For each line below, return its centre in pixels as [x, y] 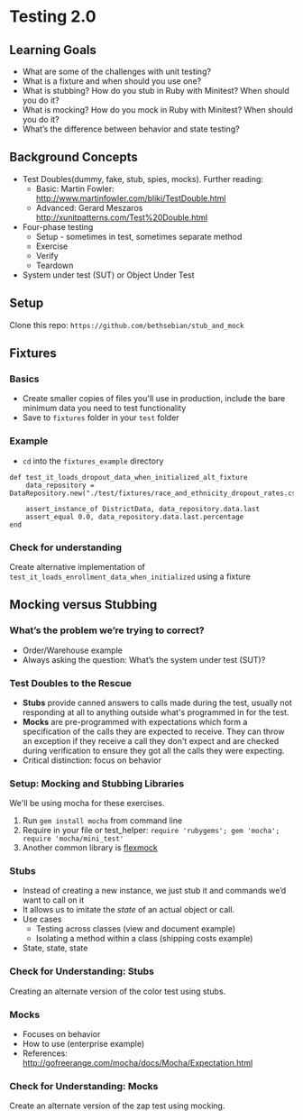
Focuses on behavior [61, 1034]
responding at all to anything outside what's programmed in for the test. [156, 712]
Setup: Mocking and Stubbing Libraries [97, 784]
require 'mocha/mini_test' [73, 839]
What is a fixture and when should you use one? [112, 81]
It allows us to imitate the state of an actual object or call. [129, 910]
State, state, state [55, 948]
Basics [24, 379]
